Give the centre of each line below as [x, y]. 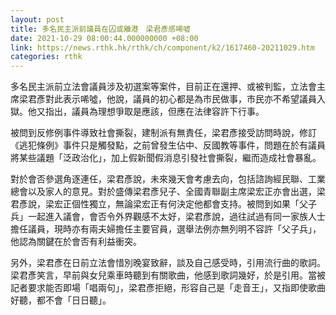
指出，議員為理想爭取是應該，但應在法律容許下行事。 [154, 112]
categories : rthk [46, 57]
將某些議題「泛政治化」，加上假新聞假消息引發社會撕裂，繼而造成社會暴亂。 [166, 158]
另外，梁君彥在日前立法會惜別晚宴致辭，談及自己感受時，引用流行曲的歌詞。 [168, 263]
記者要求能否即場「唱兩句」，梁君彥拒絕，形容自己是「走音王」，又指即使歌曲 [168, 288]
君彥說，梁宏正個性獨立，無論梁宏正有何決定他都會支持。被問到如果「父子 [163, 204]
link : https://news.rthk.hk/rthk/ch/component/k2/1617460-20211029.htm [162, 47]
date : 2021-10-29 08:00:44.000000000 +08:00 [104, 38]
